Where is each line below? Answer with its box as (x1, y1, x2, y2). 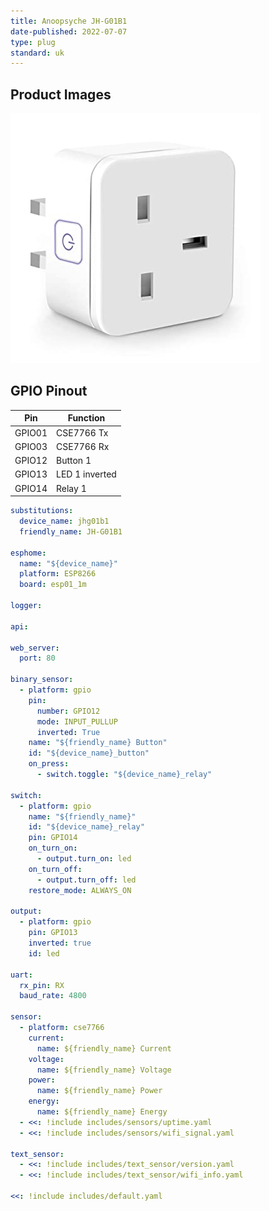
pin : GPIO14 (28, 833, 78, 843)
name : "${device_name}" (19, 558, 118, 569)
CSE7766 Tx (56, 426, 109, 439)
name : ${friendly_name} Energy (36, 1107, 168, 1117)
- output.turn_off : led (36, 875, 137, 885)
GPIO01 (14, 426, 48, 439)
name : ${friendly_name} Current (36, 1043, 172, 1054)
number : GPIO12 (36, 706, 101, 716)
